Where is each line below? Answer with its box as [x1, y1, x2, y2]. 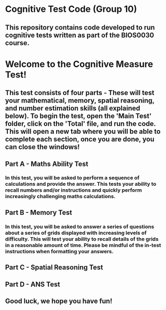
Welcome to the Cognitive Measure [5, 58, 154, 70]
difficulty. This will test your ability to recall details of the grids [5, 235, 159, 242]
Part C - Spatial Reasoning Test [5, 263, 103, 272]
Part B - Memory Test [5, 208, 72, 216]
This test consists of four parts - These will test [5, 89, 155, 97]
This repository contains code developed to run [5, 23, 155, 32]
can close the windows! [5, 143, 80, 152]
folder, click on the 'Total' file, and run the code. [5, 120, 156, 128]
